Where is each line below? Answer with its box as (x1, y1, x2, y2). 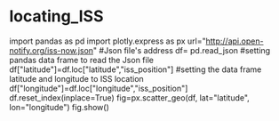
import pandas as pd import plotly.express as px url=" (9, 36, 206, 46)
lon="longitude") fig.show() (9, 101, 109, 112)
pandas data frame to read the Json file (9, 54, 154, 65)
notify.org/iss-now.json (9, 44, 94, 55)
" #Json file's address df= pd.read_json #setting (92, 44, 271, 55)
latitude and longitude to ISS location (9, 73, 144, 84)
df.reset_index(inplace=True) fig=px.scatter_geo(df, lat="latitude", (9, 92, 251, 103)
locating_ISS (9, 6, 104, 27)
